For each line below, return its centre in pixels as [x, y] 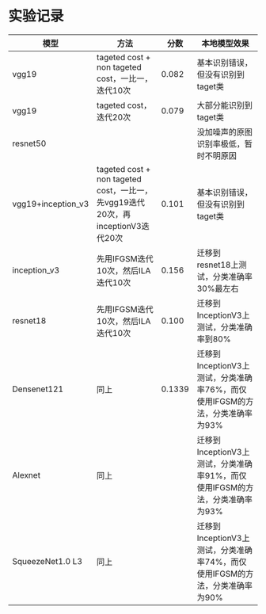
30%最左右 [218, 288]
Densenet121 [38, 389]
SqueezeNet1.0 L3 [47, 561]
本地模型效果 [225, 43]
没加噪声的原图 [225, 132]
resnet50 [29, 143]
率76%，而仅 [222, 389]
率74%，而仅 [222, 562]
